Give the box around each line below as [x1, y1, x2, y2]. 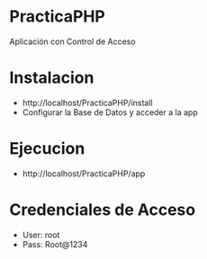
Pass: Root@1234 [22, 238, 88, 249]
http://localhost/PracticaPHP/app [22, 168, 146, 179]
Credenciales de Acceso [9, 200, 196, 219]
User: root [22, 229, 60, 240]
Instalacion [9, 67, 94, 88]
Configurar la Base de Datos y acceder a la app [22, 106, 198, 118]
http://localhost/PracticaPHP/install [22, 97, 153, 108]
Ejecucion [9, 138, 85, 159]
